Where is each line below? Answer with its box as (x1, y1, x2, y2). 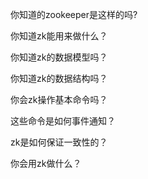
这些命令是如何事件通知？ (10, 115, 116, 127)
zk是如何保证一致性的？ (10, 136, 108, 148)
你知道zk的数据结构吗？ (10, 73, 108, 84)
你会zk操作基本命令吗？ (10, 94, 108, 105)
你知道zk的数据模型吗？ (10, 51, 108, 63)
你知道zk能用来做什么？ (10, 30, 108, 42)
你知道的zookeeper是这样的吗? (10, 9, 138, 20)
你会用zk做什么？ (10, 158, 82, 169)
